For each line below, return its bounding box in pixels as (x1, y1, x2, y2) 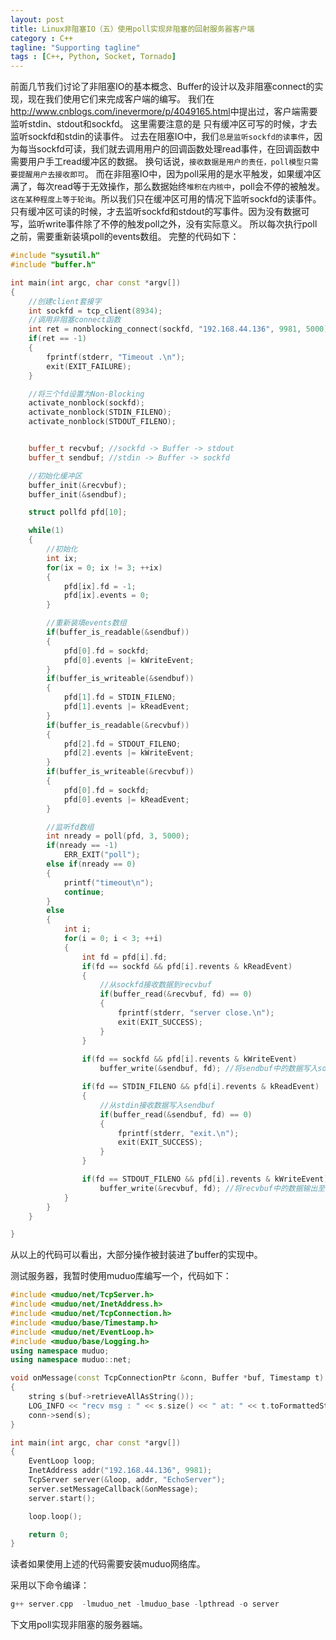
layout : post (10, 14, 65, 25)
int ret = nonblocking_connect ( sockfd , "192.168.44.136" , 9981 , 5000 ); (28, 324, 333, 335)
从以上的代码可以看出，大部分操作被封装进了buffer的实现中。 (10, 1249, 263, 1261)
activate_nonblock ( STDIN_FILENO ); (28, 407, 172, 418)
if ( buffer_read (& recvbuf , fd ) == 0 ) (99, 989, 253, 1000)
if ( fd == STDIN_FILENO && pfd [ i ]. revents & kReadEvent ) (81, 1082, 320, 1092)
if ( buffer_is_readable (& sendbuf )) (46, 627, 190, 637)
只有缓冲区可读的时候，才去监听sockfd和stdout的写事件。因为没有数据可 (10, 206, 310, 218)
